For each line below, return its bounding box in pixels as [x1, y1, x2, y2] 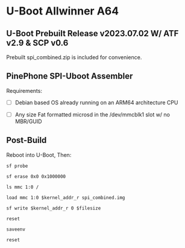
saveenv [6, 226, 26, 232]
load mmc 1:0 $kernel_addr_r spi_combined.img [6, 194, 125, 200]
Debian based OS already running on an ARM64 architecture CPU [14, 98, 178, 106]
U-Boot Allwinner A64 [6, 4, 119, 18]
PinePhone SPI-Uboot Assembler [6, 71, 133, 81]
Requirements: [6, 87, 42, 94]
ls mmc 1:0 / [6, 184, 39, 190]
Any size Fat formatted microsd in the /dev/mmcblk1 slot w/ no [14, 110, 171, 118]
